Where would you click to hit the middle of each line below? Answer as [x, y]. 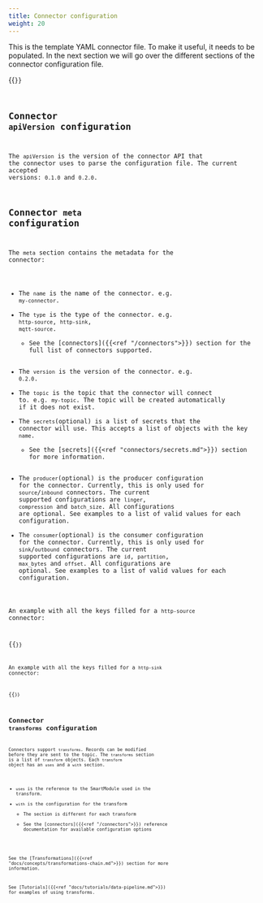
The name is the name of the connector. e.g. [96, 293]
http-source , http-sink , [55, 322]
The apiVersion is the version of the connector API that [106, 156]
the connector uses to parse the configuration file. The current [123, 163]
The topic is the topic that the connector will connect [116, 393]
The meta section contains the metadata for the [91, 253]
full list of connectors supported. [91, 350]
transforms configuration [53, 728]
